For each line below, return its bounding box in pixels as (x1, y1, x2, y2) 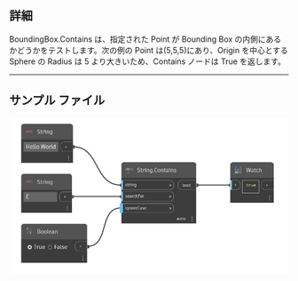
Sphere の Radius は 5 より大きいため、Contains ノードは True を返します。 (9, 56, 286, 67)
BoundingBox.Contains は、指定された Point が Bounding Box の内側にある (9, 34, 282, 44)
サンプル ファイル (9, 92, 106, 108)
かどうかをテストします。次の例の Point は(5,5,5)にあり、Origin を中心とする (9, 44, 288, 55)
